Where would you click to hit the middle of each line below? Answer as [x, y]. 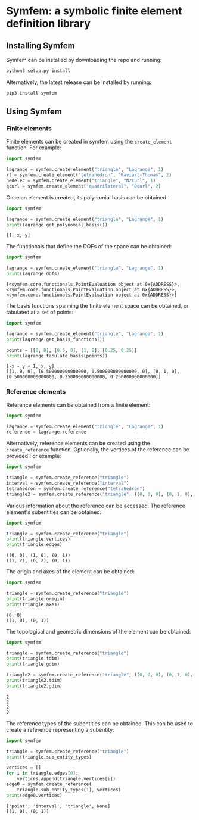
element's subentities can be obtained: [54, 512]
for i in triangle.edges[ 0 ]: [42, 773]
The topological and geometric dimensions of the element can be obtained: [99, 631]
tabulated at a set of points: [40, 312]
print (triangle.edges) [34, 545]
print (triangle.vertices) [38, 539]
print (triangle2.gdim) [34, 686]
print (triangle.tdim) [33, 659]
